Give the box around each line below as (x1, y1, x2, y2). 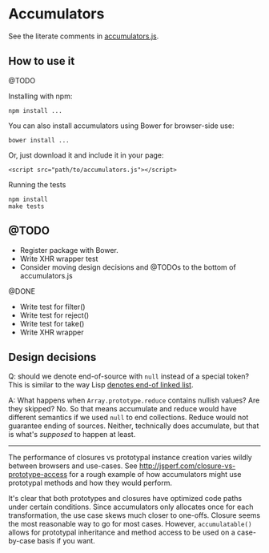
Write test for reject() (19, 310, 90, 320)
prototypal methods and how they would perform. (8, 478, 173, 488)
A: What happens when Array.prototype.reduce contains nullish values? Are (8, 395, 260, 405)
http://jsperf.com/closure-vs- (139, 461, 236, 471)
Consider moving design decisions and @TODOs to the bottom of (19, 262, 236, 272)
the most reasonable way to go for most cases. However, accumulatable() (8, 519, 252, 529)
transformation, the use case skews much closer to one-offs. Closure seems (8, 511, 261, 520)
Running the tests (8, 179, 66, 189)
